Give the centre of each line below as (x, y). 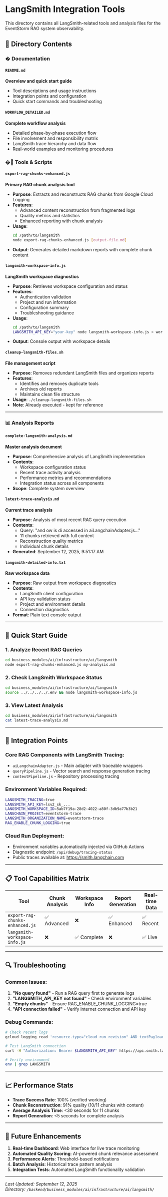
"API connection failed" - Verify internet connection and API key (79, 1009)
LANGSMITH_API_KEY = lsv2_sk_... (38, 805)
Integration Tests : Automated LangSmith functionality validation (78, 1169)
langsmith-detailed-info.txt (35, 562)
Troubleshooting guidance (47, 313)
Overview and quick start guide (38, 81)
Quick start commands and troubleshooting (57, 102)
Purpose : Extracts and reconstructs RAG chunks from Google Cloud (82, 194)
